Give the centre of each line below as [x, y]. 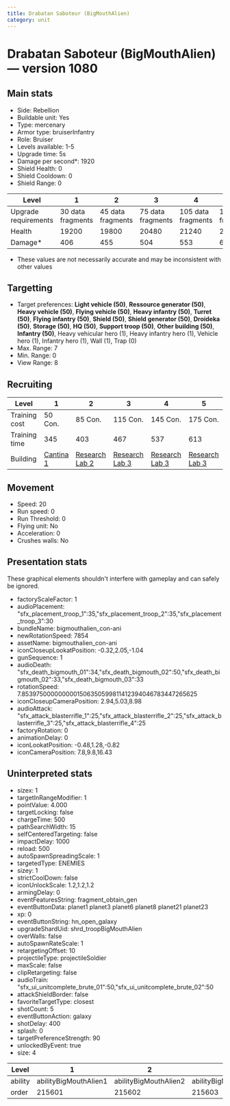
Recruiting [30, 384]
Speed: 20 [31, 504]
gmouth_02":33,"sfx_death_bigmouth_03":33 [80, 679]
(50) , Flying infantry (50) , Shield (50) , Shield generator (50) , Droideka [118, 319]
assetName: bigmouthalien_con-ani [67, 642]
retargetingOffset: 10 [46, 950]
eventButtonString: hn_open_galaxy [67, 921]
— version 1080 [52, 68]
